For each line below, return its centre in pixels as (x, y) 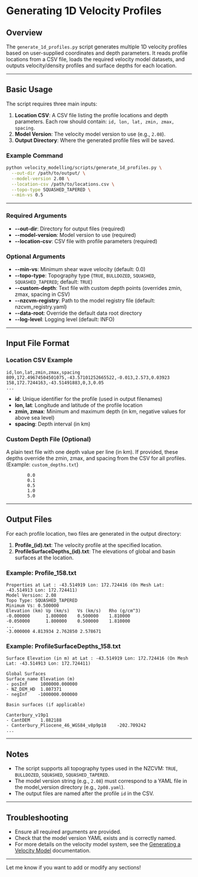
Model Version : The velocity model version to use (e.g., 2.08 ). (90, 134)
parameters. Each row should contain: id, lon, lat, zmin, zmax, (95, 121)
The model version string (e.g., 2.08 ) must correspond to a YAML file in (101, 781)
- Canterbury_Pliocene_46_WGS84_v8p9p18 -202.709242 (76, 726)
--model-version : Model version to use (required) (75, 235)
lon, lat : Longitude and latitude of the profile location (78, 405)
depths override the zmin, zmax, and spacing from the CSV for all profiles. (96, 458)
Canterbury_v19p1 (27, 715)
